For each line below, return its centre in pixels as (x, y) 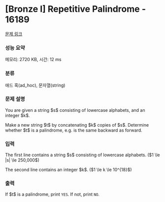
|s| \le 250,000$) (22, 160)
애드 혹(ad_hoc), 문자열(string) (35, 85)
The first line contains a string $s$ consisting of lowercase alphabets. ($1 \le (82, 155)
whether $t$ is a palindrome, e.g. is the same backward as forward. (74, 130)
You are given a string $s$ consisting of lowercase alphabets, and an (75, 110)
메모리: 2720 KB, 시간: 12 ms (33, 60)
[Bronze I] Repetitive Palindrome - (76, 9)
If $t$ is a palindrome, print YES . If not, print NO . (52, 194)
